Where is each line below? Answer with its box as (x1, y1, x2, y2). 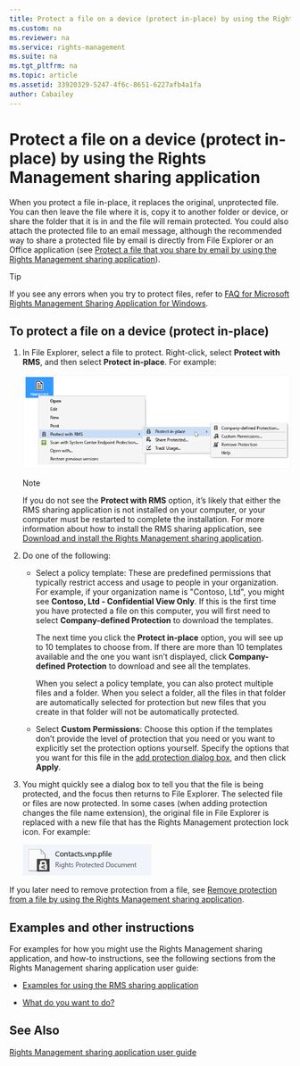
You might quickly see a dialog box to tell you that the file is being (21, 779, 264, 790)
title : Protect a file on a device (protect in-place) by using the (9, 14, 270, 23)
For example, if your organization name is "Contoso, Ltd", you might (35, 587, 285, 597)
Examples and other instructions (9, 920, 195, 935)
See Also (9, 1023, 60, 1038)
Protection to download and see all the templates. (66, 661, 252, 671)
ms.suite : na (9, 52, 58, 62)
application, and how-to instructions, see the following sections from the (9, 954, 276, 964)
